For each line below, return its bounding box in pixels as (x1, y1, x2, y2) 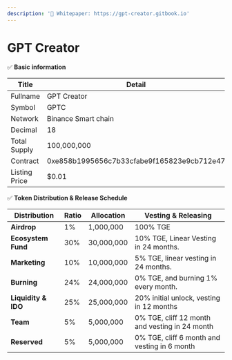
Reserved (10, 337, 43, 346)
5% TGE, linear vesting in (134, 253, 217, 263)
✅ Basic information (7, 63, 66, 71)
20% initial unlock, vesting (134, 293, 221, 303)
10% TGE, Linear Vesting (134, 233, 216, 243)
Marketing (10, 257, 46, 267)
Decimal (10, 125, 37, 135)
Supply (10, 144, 34, 154)
